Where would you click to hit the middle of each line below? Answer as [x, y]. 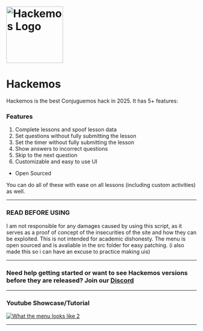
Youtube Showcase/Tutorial [48, 303]
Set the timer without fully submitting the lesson [75, 142]
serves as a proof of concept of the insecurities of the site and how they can [101, 232]
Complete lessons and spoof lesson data [66, 130]
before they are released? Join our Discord [70, 280]
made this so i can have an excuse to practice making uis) [78, 251]
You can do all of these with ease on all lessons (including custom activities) [101, 185]
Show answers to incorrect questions [61, 149]
